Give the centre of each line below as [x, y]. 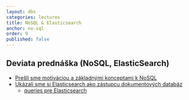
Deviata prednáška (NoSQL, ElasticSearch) [88, 63]
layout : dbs [21, 12]
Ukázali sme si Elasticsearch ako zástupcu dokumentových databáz [99, 84]
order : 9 [17, 34]
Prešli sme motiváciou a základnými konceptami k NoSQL [86, 77]
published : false [28, 39]
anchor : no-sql [25, 28]
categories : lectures [33, 17]
